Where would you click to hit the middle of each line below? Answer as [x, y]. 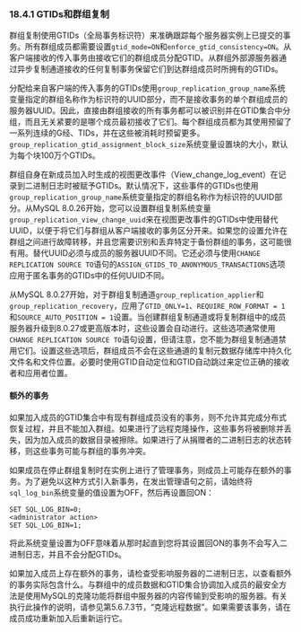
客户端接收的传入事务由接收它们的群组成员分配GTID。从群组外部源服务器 [144, 58]
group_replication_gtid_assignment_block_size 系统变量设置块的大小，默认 [149, 145]
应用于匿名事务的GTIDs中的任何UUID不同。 [90, 276]
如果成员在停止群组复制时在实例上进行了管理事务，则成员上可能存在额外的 [146, 470]
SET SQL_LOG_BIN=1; [46, 525]
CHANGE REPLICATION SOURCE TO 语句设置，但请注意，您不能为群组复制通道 [144, 339]
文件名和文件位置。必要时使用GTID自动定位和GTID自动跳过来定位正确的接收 [149, 362]
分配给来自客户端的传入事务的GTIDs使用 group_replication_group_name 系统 [147, 88]
